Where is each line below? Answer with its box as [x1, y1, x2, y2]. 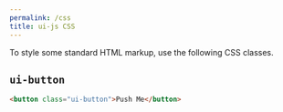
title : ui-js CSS [9, 22, 76, 31]
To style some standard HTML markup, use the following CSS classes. [9, 46, 274, 57]
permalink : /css [9, 13, 71, 23]
